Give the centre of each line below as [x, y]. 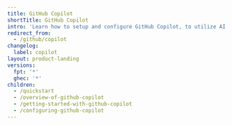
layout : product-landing [43, 59]
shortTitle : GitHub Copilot [48, 20]
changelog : [23, 46]
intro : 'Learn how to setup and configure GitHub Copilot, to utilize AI [117, 26]
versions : [22, 65]
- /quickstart [34, 91]
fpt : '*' [26, 72]
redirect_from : [29, 33]
